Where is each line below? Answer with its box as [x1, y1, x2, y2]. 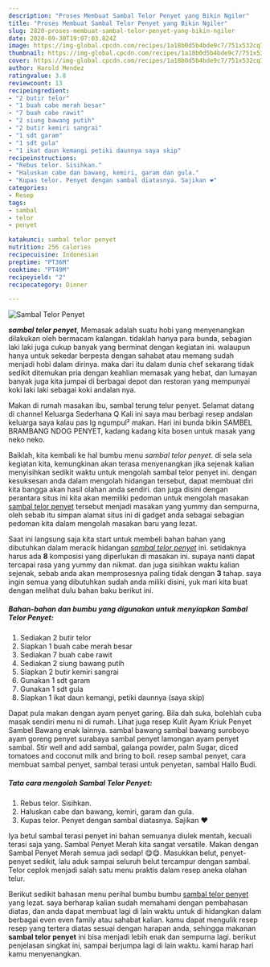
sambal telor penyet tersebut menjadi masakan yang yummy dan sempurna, [8, 502, 260, 512]
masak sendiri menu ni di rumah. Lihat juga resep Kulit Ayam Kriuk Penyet [8, 717, 252, 726]
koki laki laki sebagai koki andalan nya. [8, 385, 137, 395]
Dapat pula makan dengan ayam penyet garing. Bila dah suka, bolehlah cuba [8, 709, 262, 718]
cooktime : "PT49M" [8, 265, 70, 274]
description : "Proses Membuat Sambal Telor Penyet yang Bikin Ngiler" [8, 11, 250, 20]
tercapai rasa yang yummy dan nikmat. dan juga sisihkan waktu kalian [8, 560, 239, 570]
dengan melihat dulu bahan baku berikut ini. [8, 586, 154, 595]
